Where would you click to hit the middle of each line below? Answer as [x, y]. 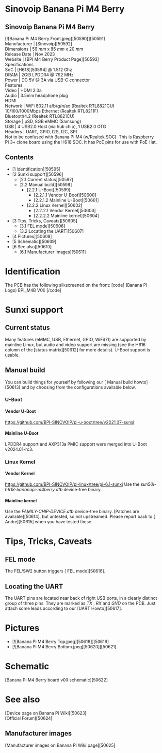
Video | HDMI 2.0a [24, 90]
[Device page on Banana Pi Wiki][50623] [46, 713]
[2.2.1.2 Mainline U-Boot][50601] [66, 200]
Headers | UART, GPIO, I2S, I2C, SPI [41, 132]
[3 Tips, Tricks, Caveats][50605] [45, 220]
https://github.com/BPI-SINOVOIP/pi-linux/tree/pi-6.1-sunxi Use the [72, 484]
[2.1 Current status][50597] [46, 179]
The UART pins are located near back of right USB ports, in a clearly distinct [81, 598]
